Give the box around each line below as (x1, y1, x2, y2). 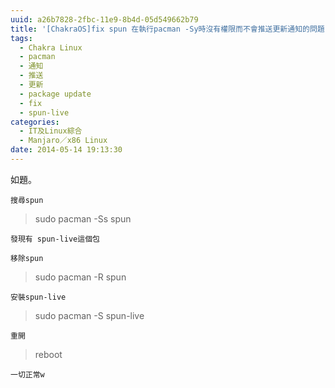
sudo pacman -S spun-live (34, 309, 145, 321)
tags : (10, 33, 33, 43)
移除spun (10, 253, 44, 263)
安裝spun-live (10, 292, 67, 302)
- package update (19, 89, 92, 99)
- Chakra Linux (19, 42, 83, 53)
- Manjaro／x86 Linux (19, 136, 108, 146)
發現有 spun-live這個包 (10, 234, 100, 244)
